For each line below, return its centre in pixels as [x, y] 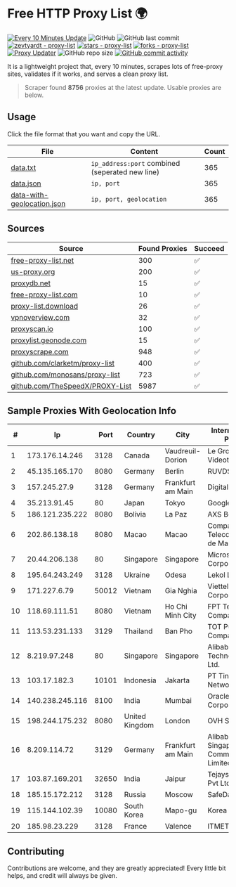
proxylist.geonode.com [49, 340]
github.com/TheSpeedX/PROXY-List [71, 386]
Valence [178, 827]
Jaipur [175, 779]
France [136, 827]
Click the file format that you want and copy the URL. [84, 134]
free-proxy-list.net [42, 260]
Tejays [218, 775]
